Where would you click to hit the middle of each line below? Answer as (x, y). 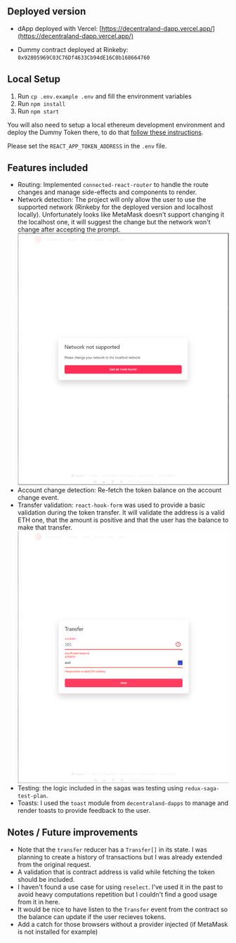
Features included (48, 168)
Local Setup (34, 79)
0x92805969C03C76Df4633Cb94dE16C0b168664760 (84, 58)
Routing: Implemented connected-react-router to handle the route (113, 185)
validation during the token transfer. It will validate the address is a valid (121, 512)
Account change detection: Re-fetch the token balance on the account (119, 490)
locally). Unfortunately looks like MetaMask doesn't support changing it (121, 214)
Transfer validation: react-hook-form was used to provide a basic (111, 505)
